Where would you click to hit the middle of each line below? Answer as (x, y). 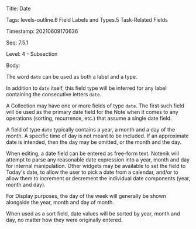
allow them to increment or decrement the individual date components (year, (98, 178)
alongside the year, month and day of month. (60, 202)
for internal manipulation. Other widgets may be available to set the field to (96, 166)
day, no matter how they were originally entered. (64, 220)
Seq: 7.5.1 (17, 43)
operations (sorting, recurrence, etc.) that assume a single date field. (89, 118)
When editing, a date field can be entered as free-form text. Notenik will (93, 153)
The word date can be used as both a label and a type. (72, 77)
